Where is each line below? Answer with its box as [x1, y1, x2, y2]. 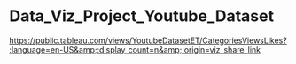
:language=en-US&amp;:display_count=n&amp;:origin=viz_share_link [9, 44, 261, 54]
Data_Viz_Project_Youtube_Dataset [9, 6, 275, 26]
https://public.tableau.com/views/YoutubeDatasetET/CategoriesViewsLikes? [9, 35, 288, 46]
